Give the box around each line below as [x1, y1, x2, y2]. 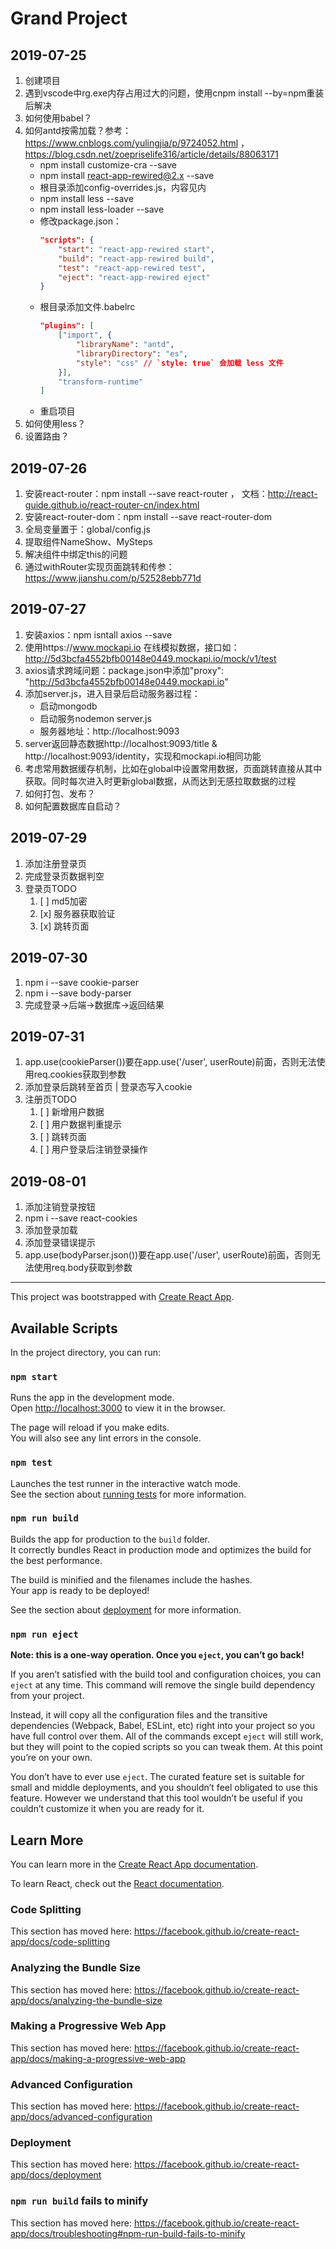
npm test [10, 1457, 53, 1469]
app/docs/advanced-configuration [10, 2111, 153, 2123]
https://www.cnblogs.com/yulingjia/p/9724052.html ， [24, 137, 250, 149]
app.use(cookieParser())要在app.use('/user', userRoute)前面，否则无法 [24, 1056, 317, 1068]
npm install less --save [39, 193, 134, 204]
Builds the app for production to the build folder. [10, 1533, 211, 1545]
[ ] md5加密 [39, 895, 88, 907]
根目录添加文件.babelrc [39, 301, 136, 313]
